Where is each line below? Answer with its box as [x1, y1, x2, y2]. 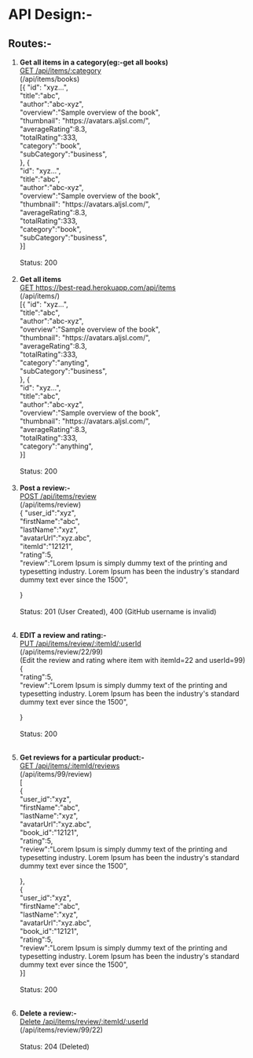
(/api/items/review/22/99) [19, 647, 104, 657]
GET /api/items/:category [19, 66, 102, 75]
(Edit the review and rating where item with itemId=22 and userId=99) [19, 656, 246, 664]
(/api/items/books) [19, 75, 80, 83]
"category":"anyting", [19, 358, 90, 367]
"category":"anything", [19, 441, 93, 451]
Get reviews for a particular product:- [19, 752, 145, 762]
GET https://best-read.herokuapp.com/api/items [19, 283, 176, 292]
